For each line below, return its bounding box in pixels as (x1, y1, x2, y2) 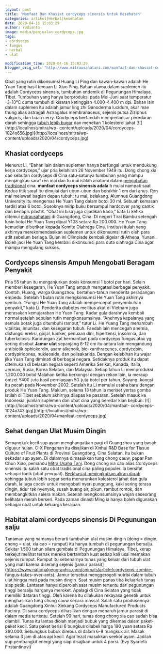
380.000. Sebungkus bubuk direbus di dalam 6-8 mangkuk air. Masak (5, 628, 145, 635)
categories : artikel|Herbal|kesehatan (5, 16, 83, 21)
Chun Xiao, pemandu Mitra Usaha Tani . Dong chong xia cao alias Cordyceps (5, 460, 158, 466)
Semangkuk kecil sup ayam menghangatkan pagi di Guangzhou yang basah (5, 439, 157, 446)
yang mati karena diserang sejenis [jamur (5, 561, 88, 567)
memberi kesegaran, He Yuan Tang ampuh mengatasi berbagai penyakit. (5, 284, 151, 290)
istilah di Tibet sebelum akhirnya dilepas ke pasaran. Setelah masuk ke (5, 392, 147, 398)
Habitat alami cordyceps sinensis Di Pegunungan (5, 515, 157, 524)
